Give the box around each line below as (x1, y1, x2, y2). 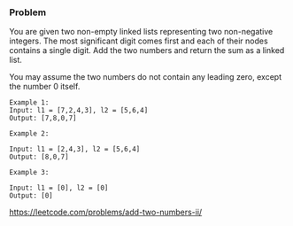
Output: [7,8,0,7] (9, 113, 77, 123)
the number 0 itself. (9, 82, 81, 92)
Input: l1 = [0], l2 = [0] (9, 183, 109, 192)
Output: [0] (9, 191, 53, 200)
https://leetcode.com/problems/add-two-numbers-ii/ (9, 207, 203, 218)
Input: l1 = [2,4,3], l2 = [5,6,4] (9, 144, 141, 154)
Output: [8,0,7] (9, 152, 69, 161)
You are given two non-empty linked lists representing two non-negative (9, 27, 274, 37)
